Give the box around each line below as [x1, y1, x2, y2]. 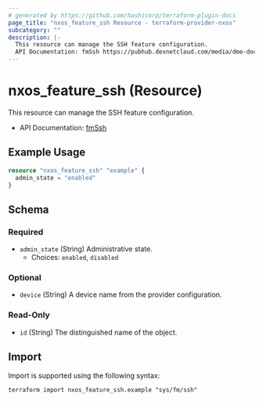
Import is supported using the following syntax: [8, 371, 160, 381]
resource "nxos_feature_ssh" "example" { [8, 166, 146, 174]
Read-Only [8, 309, 51, 320]
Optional [8, 272, 41, 283]
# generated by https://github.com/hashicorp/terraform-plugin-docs [8, 11, 236, 20]
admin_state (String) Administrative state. [19, 244, 153, 254]
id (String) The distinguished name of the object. [19, 327, 178, 337]
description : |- [8, 33, 61, 42]
